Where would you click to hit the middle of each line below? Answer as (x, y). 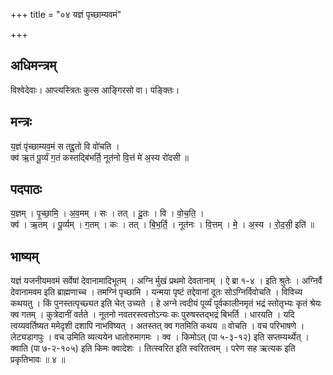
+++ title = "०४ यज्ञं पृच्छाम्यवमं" (66, 14)
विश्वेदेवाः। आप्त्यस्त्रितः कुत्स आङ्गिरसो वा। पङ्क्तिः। (95, 90)
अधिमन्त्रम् (33, 65)
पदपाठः (26, 189)
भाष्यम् (24, 256)
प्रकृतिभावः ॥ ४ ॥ (38, 360)
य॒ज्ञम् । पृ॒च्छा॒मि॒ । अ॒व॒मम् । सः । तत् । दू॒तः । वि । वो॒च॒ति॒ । (107, 213)
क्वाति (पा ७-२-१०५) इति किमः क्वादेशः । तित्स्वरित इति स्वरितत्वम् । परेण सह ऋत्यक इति (153, 348)
